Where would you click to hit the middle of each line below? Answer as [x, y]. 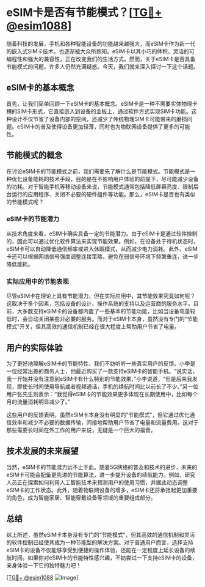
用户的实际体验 [34, 348]
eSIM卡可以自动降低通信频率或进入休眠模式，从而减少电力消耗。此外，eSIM [102, 249]
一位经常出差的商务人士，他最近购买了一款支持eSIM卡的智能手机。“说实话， [102, 371]
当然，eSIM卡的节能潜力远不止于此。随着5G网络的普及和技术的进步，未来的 [102, 467]
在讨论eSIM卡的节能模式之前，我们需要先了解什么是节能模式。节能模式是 [98, 171]
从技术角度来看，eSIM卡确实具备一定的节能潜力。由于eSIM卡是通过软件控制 [102, 234]
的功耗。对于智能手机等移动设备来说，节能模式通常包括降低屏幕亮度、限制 [100, 186]
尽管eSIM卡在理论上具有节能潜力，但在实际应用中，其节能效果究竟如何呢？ [101, 296]
